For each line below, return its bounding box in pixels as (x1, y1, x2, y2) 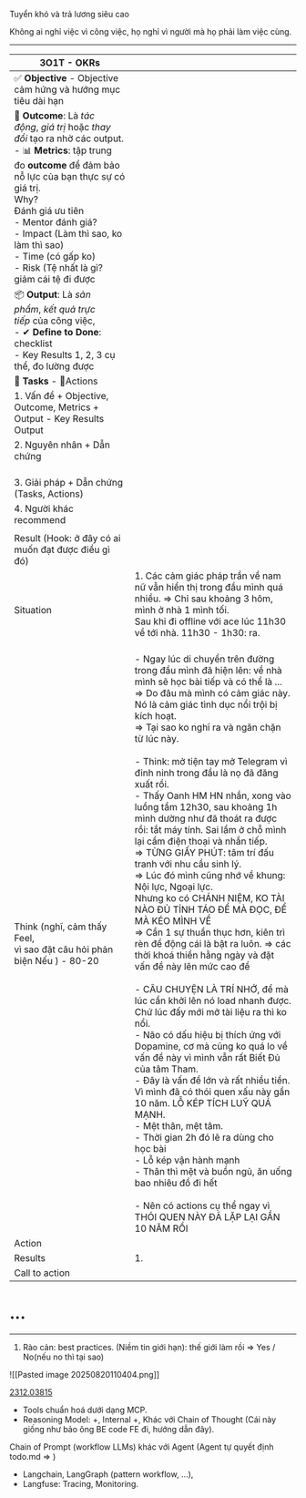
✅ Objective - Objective (14, 72, 119, 84)
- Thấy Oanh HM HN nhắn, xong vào (134, 789, 291, 802)
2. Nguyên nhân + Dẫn (14, 438, 111, 451)
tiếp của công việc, (14, 314, 96, 327)
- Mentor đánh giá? (14, 216, 97, 228)
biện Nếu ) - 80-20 (14, 955, 99, 967)
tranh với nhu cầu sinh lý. (134, 857, 242, 870)
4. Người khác (14, 502, 75, 515)
